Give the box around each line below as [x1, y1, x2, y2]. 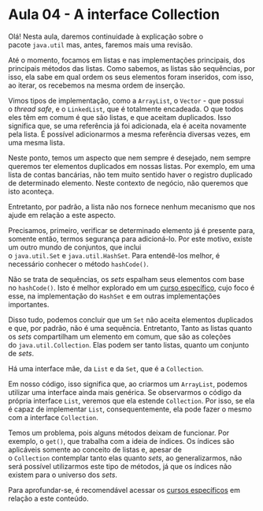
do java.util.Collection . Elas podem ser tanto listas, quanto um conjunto [8, 340, 250, 349]
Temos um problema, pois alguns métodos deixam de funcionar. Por [8, 428, 230, 438]
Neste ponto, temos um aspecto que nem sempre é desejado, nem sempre [8, 152, 251, 163]
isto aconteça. [8, 186, 54, 196]
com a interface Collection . [8, 412, 98, 422]
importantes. [8, 299, 50, 309]
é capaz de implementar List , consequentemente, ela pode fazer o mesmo [8, 404, 252, 414]
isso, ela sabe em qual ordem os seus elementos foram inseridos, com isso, [8, 72, 254, 81]
